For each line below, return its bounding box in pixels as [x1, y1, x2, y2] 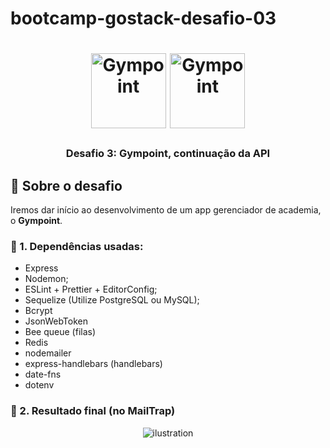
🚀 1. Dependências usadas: [10, 240, 144, 254]
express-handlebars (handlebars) [24, 358, 163, 370]
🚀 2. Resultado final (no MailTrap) [10, 404, 176, 418]
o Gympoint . [10, 215, 63, 227]
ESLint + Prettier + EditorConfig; [24, 283, 158, 296]
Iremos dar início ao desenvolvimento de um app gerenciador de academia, [10, 204, 322, 216]
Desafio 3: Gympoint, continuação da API [65, 147, 271, 161]
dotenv [24, 379, 55, 391]
